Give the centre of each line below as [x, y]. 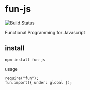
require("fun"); [22, 78]
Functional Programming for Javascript [45, 32]
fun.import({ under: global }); [39, 82]
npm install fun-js [25, 60]
